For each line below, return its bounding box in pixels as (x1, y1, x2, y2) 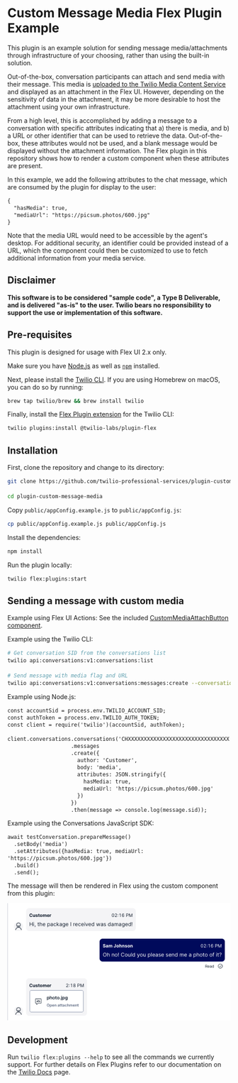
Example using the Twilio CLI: (7, 635, 93, 644)
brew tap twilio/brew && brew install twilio (7, 397, 144, 405)
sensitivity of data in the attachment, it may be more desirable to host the (7, 94, 221, 104)
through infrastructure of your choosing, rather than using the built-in (7, 51, 210, 60)
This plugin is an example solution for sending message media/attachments (7, 43, 228, 52)
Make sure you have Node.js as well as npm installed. (7, 361, 161, 370)
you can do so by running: (7, 383, 84, 391)
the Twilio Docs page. (7, 1068, 71, 1077)
